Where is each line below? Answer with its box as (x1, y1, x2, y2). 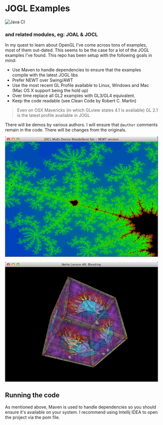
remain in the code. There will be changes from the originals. (5, 127, 127, 133)
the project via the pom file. (5, 414, 60, 420)
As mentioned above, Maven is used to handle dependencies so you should (5, 404, 156, 410)
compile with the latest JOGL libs (12, 72, 79, 78)
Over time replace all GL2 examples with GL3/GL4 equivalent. (12, 93, 135, 98)
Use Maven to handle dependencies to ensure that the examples (12, 67, 142, 73)
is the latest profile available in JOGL (16, 113, 90, 118)
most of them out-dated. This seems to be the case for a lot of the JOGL (5, 47, 149, 53)
